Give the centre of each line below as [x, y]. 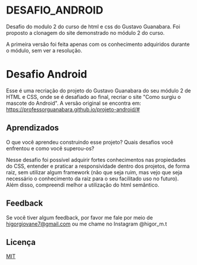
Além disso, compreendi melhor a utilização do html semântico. [83, 185]
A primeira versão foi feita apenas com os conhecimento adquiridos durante [98, 44]
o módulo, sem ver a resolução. [44, 50]
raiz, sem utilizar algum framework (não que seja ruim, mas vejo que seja [94, 172]
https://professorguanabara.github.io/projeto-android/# [73, 109]
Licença [21, 242]
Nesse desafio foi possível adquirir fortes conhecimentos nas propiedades [96, 160]
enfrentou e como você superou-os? [50, 148]
